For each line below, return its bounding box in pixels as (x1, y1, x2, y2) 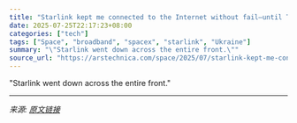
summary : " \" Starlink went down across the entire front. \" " (9, 46, 240, 54)
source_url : (9, 54, 53, 62)
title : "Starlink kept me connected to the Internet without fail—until (9, 12, 283, 22)
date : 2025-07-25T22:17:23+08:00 (9, 21, 133, 30)
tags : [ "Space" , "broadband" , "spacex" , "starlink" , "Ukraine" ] (9, 37, 251, 47)
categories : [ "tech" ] (9, 29, 89, 38)
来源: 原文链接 (9, 105, 60, 114)
